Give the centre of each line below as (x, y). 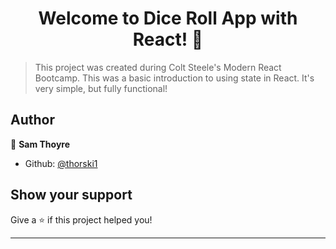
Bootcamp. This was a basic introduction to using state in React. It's (174, 78)
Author (32, 120)
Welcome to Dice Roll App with (168, 18)
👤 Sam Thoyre (40, 144)
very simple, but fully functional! (101, 88)
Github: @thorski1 (61, 163)
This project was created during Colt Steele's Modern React (158, 67)
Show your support (71, 195)
